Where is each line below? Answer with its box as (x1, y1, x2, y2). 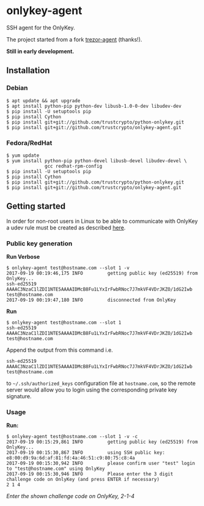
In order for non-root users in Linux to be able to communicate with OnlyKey (6, 217, 199, 225)
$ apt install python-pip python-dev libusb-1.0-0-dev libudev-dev (6, 103, 182, 109)
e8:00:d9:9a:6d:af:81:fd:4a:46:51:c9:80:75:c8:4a (6, 455, 136, 461)
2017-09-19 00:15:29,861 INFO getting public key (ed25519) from (6, 439, 199, 445)
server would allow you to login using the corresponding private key (6, 386, 177, 393)
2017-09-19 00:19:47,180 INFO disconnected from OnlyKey (6, 297, 176, 303)
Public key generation (6, 239, 73, 248)
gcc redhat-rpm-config (45, 163, 103, 169)
